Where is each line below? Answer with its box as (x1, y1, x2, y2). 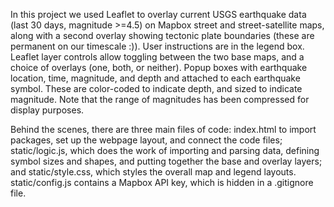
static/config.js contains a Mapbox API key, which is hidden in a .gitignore (10, 177, 314, 188)
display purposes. (10, 104, 85, 116)
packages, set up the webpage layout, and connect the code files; (10, 134, 283, 146)
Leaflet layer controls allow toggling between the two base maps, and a (10, 51, 305, 63)
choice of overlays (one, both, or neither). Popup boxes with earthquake (10, 62, 308, 73)
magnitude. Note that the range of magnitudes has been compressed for (10, 94, 310, 105)
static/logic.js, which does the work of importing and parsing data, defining (10, 145, 320, 156)
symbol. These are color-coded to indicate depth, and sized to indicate (10, 83, 303, 94)
